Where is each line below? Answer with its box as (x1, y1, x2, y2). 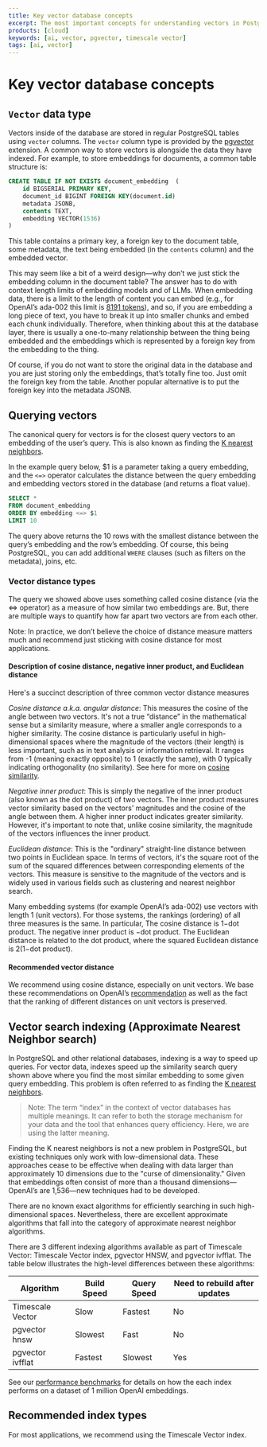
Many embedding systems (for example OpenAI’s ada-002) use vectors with (8, 902, 258, 911)
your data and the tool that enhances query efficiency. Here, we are (27, 1120, 250, 1129)
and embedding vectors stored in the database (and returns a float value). (8, 479, 250, 489)
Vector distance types (8, 576, 96, 587)
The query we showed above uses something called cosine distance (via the (8, 594, 259, 603)
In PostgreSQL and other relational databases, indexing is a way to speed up (8, 1054, 258, 1063)
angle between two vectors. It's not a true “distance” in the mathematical (8, 712, 247, 721)
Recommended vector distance (8, 962, 114, 972)
